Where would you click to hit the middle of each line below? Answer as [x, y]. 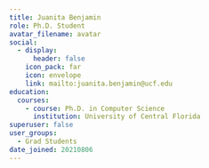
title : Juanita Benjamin [55, 17]
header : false [59, 59]
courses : [33, 100]
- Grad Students [47, 141]
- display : [37, 51]
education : [29, 92]
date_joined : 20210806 [51, 149]
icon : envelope [53, 76]
